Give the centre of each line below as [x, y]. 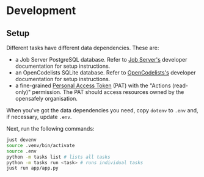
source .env [21, 151]
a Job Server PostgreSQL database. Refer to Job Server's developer [101, 60]
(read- [180, 85]
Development [41, 11]
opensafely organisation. [46, 99]
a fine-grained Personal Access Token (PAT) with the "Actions [93, 85]
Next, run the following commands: [50, 128]
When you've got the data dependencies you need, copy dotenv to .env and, [102, 110]
